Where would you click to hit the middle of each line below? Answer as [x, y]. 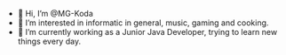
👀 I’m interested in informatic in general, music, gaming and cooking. [143, 23]
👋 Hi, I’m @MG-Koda [55, 14]
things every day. [49, 41]
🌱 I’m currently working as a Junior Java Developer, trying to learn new [147, 32]
